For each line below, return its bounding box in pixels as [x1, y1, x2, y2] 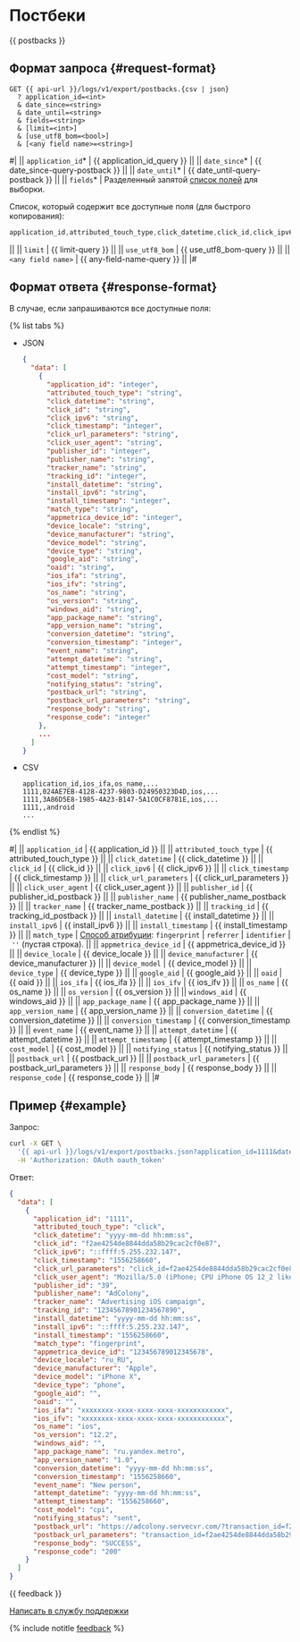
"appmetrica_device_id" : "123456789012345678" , [32, 1348, 214, 1357]
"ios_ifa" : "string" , [46, 572, 127, 581]
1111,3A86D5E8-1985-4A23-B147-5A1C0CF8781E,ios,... [21, 795, 219, 804]
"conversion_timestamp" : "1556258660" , [32, 1472, 181, 1481]
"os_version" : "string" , [46, 596, 139, 605]
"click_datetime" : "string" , [46, 396, 155, 405]
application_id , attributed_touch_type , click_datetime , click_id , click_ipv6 [9, 227, 294, 237]
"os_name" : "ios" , [32, 1422, 102, 1432]
